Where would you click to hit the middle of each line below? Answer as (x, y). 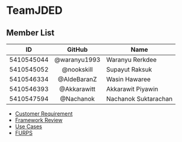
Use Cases (28, 126)
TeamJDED (35, 11)
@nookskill (77, 69)
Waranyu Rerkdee (131, 60)
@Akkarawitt (77, 89)
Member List (30, 33)
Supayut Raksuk (129, 69)
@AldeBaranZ (77, 79)
